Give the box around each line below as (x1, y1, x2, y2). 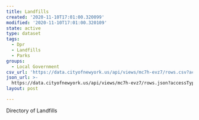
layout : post (6, 86, 38, 92)
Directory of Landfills (6, 107, 57, 114)
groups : (6, 58, 25, 64)
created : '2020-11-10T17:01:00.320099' (6, 14, 105, 20)
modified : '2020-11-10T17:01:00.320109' (6, 20, 108, 25)
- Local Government (11, 63, 60, 70)
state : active (6, 25, 41, 31)
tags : (6, 36, 20, 42)
